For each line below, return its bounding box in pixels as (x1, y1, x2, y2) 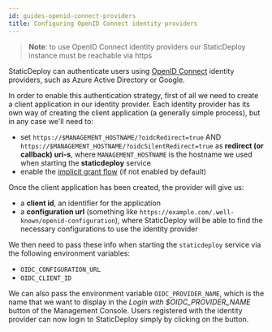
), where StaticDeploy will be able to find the (114, 215, 263, 225)
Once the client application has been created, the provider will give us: (8, 182, 244, 192)
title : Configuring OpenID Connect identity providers (8, 19, 198, 28)
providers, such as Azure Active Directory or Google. (8, 75, 185, 84)
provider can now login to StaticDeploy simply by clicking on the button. (8, 314, 249, 324)
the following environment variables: (8, 248, 130, 258)
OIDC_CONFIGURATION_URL (19, 265, 101, 274)
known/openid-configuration (19, 217, 115, 225)
